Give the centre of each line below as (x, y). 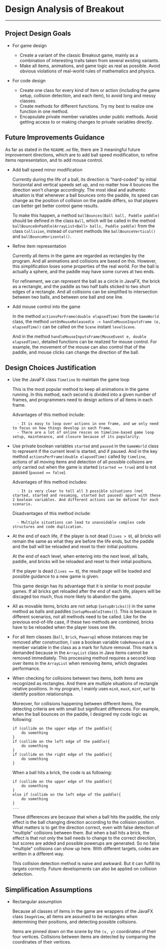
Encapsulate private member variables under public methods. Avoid (89, 116)
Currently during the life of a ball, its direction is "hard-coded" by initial (84, 179)
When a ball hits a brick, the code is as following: (62, 773)
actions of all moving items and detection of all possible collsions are (82, 462)
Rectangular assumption (37, 902)
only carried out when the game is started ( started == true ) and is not (84, 467)
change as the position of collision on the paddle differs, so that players (85, 200)
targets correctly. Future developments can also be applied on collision (84, 869)
